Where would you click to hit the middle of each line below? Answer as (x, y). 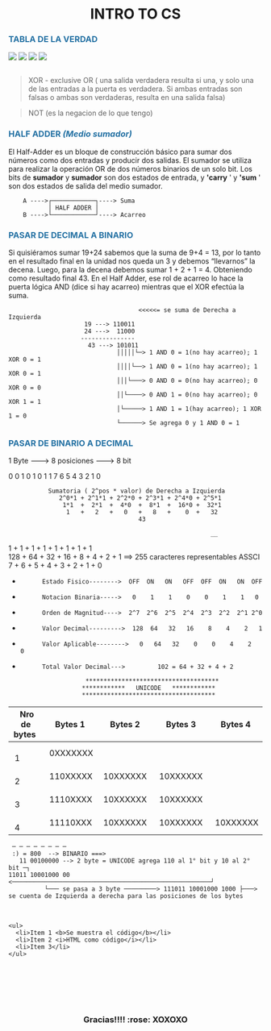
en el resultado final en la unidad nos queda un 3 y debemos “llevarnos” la (132, 261)
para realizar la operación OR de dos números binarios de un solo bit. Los (130, 168)
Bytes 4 (236, 725)
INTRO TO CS (135, 14)
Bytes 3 (181, 725)
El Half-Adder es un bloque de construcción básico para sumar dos (120, 152)
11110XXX (71, 823)
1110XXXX (71, 800)
